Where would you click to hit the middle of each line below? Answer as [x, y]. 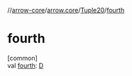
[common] [22, 58]
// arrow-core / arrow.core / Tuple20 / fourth [66, 10]
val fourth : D [26, 65]
